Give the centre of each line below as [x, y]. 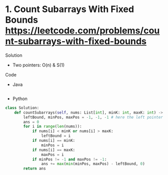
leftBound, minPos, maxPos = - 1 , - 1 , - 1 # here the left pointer [93, 117]
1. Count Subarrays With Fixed [70, 9]
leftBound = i [56, 136]
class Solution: [22, 108]
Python [20, 99]
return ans [35, 169]
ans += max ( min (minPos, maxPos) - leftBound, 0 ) [93, 164]
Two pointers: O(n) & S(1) [38, 65]
